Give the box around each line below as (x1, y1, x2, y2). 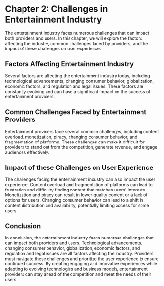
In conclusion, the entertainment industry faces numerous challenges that (5, 235, 154, 241)
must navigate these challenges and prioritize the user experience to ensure (5, 256, 159, 262)
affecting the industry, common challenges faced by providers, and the (5, 40, 148, 46)
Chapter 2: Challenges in (5, 3, 108, 15)
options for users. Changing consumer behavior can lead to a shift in (5, 197, 143, 203)
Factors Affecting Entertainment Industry (5, 60, 134, 68)
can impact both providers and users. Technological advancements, (5, 240, 142, 246)
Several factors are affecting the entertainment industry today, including (5, 72, 150, 79)
